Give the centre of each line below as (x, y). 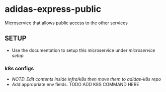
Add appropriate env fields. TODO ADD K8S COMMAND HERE (76, 85)
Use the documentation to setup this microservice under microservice (83, 50)
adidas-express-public (53, 9)
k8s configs (19, 68)
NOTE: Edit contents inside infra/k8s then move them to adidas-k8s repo (86, 79)
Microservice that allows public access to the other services (66, 23)
